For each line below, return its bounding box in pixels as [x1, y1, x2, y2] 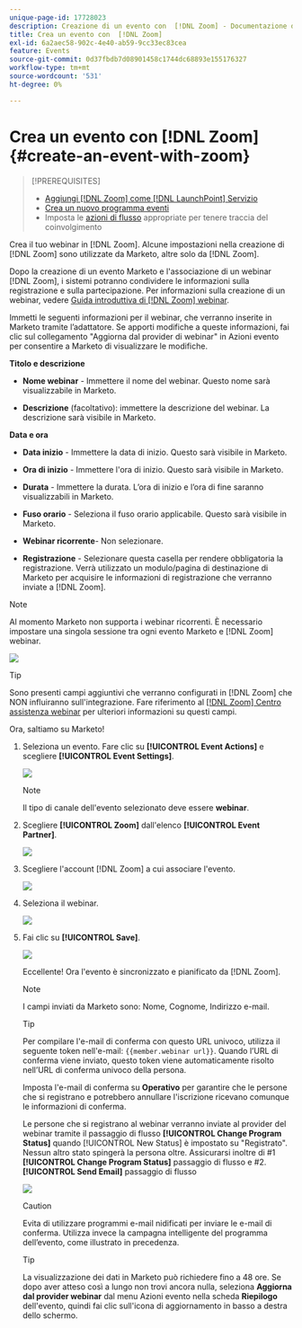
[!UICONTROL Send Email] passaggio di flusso [22, 1165, 198, 1177]
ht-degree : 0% [9, 80, 63, 89]
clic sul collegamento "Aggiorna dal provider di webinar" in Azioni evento [9, 331, 280, 341]
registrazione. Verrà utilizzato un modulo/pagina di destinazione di [22, 562, 269, 573]
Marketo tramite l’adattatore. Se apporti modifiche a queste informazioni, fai [9, 321, 289, 332]
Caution [22, 1200, 52, 1211]
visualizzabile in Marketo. [22, 385, 117, 395]
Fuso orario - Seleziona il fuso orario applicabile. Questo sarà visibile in [22, 509, 288, 519]
